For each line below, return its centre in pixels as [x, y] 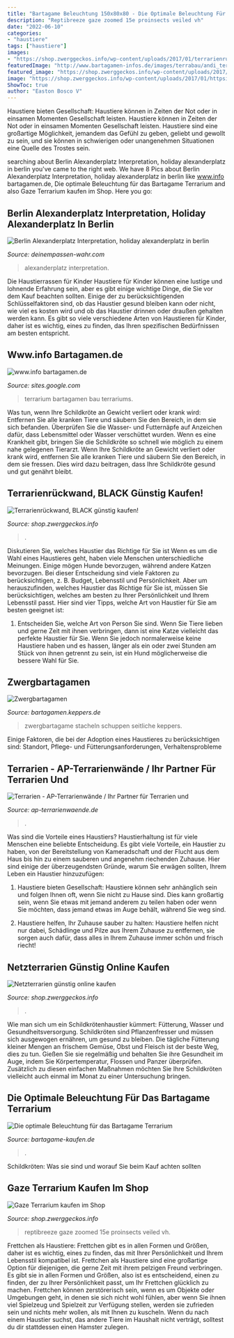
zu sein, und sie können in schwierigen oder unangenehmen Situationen [111, 141]
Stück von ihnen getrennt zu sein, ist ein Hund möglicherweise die [112, 653]
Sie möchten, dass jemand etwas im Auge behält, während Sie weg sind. [122, 910]
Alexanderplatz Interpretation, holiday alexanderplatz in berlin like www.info [116, 177]
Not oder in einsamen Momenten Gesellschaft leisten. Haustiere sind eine [112, 126]
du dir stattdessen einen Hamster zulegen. [68, 1327]
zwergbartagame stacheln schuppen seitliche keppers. [103, 726]
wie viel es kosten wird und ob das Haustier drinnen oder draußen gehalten [115, 311]
